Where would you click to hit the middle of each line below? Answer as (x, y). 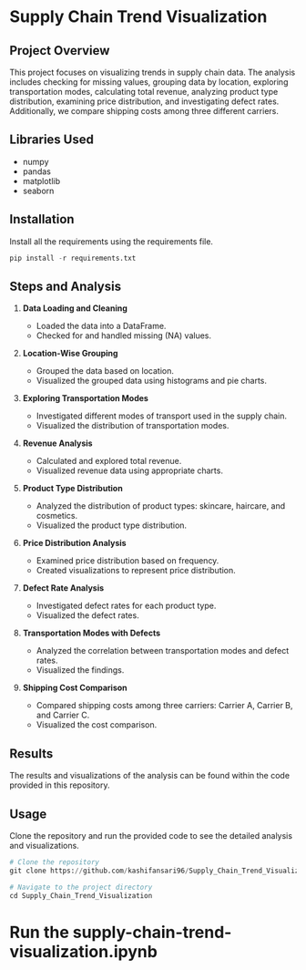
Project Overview (60, 51)
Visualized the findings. (80, 670)
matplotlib (41, 181)
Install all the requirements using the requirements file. (112, 241)
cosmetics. (57, 516)
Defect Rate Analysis (63, 588)
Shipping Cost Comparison (75, 688)
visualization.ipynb (83, 951)
